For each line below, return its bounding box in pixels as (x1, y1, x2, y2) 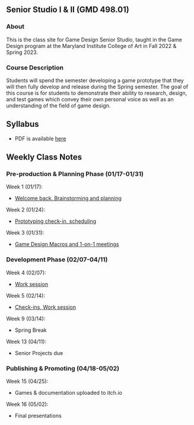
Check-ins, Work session (14, 303, 76, 311)
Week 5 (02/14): (6, 292, 46, 299)
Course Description (6, 63, 64, 72)
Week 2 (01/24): (6, 206, 46, 213)
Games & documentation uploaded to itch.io (14, 389, 123, 397)
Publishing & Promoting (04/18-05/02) (6, 364, 120, 372)
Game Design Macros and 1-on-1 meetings (14, 241, 119, 248)
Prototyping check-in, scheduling (14, 218, 97, 225)
